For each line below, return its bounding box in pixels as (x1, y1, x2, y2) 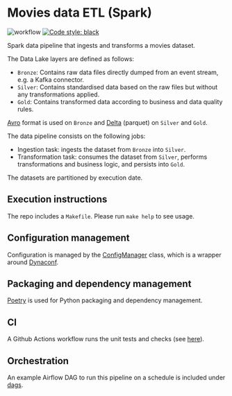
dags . (7, 381, 24, 389)
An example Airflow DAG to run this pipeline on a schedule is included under (7, 373, 226, 381)
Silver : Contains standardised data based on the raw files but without (17, 83, 218, 91)
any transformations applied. (17, 90, 100, 98)
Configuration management (7, 232, 130, 244)
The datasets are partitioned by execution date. (7, 173, 143, 182)
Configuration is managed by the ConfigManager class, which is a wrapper (7, 250, 222, 259)
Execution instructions (7, 193, 108, 205)
